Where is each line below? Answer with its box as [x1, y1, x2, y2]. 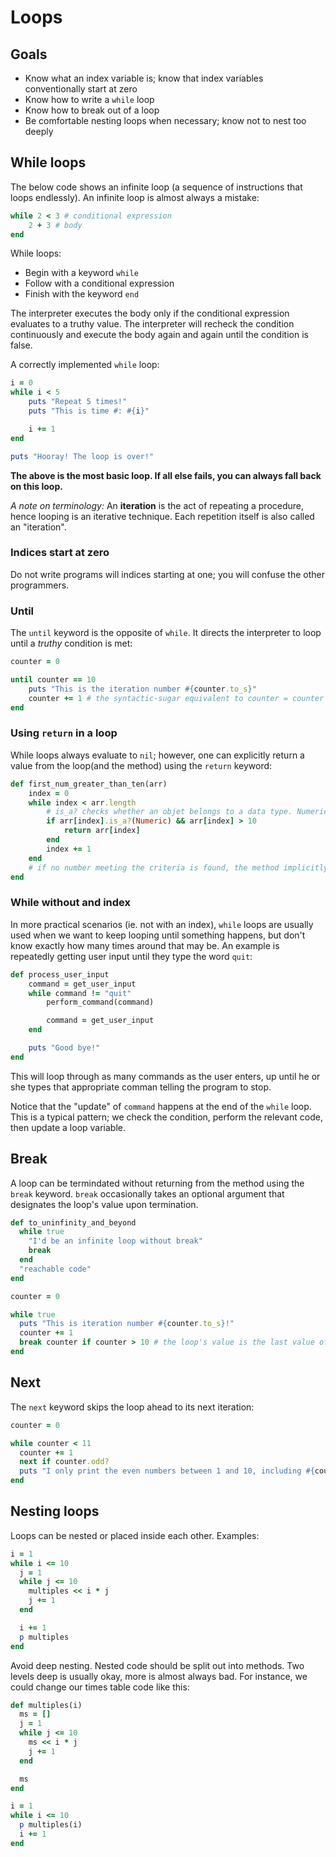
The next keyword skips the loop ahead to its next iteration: [10, 1401, 255, 1413]
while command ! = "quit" [28, 988, 132, 998]
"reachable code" [19, 1264, 92, 1274]
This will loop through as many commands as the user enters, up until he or [10, 1070, 321, 1082]
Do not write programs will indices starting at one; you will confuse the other [10, 568, 325, 580]
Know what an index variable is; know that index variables [24, 72, 264, 84]
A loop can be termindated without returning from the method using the [10, 1177, 305, 1189]
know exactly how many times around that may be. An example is [10, 939, 280, 951]
